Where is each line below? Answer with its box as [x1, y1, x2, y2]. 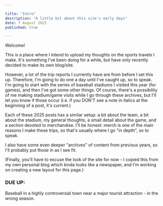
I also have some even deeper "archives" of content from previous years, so [5, 142, 158, 148]
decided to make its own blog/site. [5, 62, 74, 68]
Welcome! [5, 42, 25, 49]
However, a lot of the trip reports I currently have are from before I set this [5, 71, 153, 78]
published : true [5, 25, 38, 30]
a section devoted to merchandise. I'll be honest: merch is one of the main [5, 122, 154, 128]
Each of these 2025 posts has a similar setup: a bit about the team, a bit [5, 112, 149, 118]
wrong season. [5, 195, 35, 201]
